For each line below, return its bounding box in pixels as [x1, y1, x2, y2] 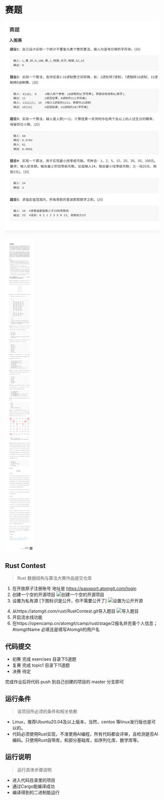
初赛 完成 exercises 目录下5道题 [12, 656, 77, 662]
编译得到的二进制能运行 [12, 789, 60, 795]
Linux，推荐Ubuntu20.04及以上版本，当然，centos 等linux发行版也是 [12, 719, 152, 725]
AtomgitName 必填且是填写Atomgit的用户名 [12, 627, 100, 633]
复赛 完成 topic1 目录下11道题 [12, 663, 70, 668]
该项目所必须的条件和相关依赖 [17, 708, 77, 714]
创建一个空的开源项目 [12, 592, 55, 597]
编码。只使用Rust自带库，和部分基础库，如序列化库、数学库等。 [12, 737, 142, 743]
